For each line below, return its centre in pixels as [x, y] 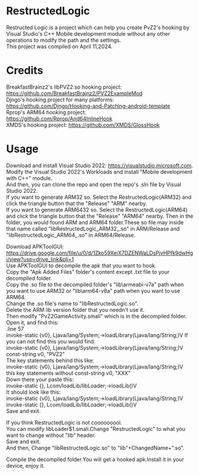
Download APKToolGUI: [35, 246]
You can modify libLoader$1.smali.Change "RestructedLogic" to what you [96, 429]
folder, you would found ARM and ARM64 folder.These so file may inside [95, 222]
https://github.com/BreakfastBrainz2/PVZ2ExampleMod [74, 93]
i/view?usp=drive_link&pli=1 [40, 259]
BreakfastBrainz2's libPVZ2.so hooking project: [64, 87]
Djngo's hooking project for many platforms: [60, 99]
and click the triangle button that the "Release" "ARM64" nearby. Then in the [100, 216]
